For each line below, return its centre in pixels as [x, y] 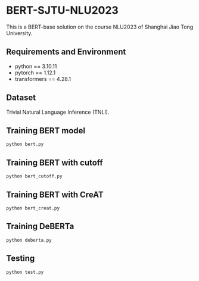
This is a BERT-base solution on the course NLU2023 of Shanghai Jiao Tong [100, 27]
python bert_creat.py [33, 208]
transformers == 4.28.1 [43, 79]
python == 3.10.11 [36, 66]
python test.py [25, 272]
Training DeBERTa [40, 227]
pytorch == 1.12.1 [35, 73]
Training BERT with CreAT [55, 194]
